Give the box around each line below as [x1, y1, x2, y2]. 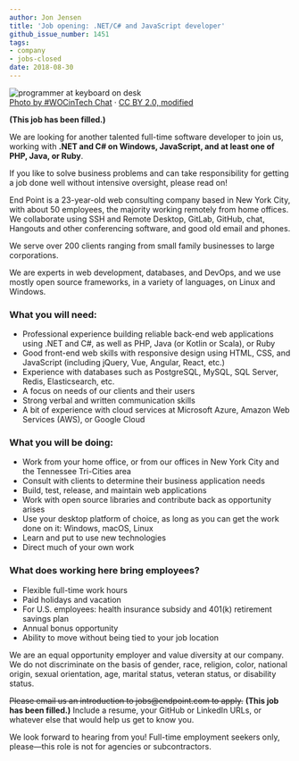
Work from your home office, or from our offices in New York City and [21, 456, 279, 467]
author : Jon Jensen [9, 13, 82, 22]
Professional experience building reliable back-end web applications [21, 329, 274, 339]
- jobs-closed [9, 54, 62, 63]
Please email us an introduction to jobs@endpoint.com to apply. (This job [9, 695, 279, 706]
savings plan [21, 613, 70, 623]
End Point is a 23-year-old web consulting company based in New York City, [9, 194, 291, 205]
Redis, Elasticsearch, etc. [21, 376, 115, 387]
